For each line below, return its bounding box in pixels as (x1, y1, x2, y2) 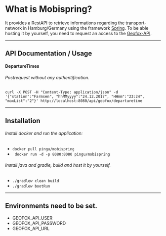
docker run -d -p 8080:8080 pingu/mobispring (14, 152, 110, 157)
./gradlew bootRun (12, 184, 50, 189)
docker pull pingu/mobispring (12, 146, 75, 151)
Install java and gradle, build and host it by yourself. (5, 162, 111, 168)
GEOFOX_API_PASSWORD (12, 220, 66, 226)
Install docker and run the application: (5, 130, 83, 137)
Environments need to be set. (5, 202, 98, 210)
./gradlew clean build (12, 178, 59, 184)
